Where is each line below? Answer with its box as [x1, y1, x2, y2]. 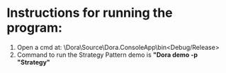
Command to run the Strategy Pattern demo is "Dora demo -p [16, 51, 198, 59]
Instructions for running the [6, 5, 173, 21]
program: [6, 20, 63, 36]
